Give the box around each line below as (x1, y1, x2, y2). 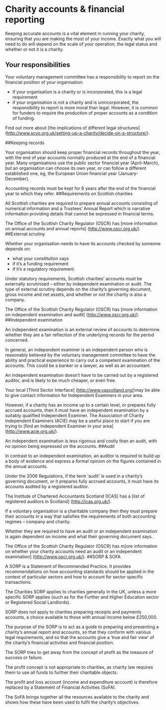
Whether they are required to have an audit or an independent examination (5, 528, 158, 534)
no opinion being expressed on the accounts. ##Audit (5, 443, 115, 449)
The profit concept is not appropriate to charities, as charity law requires (5, 664, 154, 670)
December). (5, 175, 30, 182)
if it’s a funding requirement (12, 261, 69, 267)
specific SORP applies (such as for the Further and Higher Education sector (5, 594, 160, 600)
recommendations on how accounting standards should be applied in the (5, 568, 155, 574)
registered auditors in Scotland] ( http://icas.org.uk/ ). (5, 498, 112, 504)
